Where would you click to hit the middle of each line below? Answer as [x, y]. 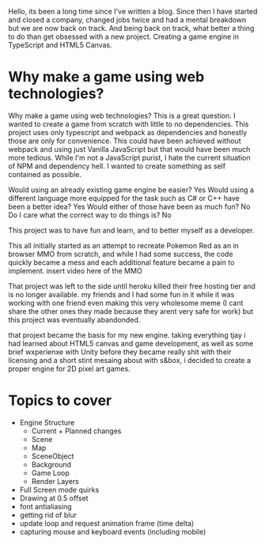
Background [51, 464]
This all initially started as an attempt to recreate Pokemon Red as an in [124, 245]
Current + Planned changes [76, 431]
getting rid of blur [48, 515]
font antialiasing [45, 506]
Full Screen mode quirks [59, 489]
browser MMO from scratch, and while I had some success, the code [121, 254]
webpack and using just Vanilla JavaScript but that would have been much [129, 149]
